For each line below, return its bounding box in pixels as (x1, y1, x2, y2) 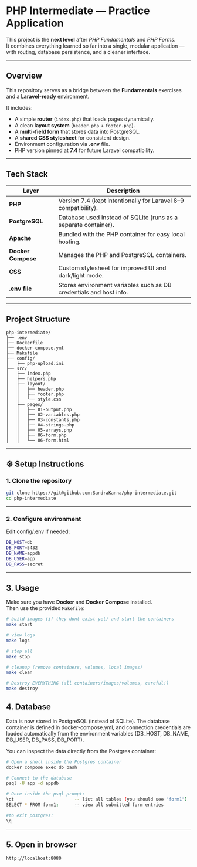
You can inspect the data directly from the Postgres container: (6, 747, 157, 754)
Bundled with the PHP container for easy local (58, 230, 185, 238)
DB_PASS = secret (6, 561, 43, 567)
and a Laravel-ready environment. (6, 93, 90, 100)
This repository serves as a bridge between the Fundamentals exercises (6, 86, 182, 93)
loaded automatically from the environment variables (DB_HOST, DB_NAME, (6, 730, 189, 737)
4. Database (6, 702, 52, 712)
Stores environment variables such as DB (58, 280, 172, 289)
